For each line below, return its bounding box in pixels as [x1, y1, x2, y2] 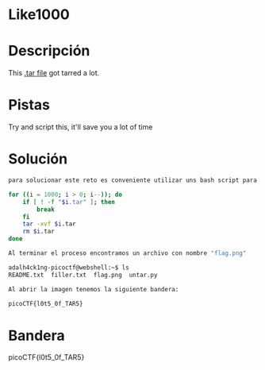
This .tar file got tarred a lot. [8, 68, 100, 78]
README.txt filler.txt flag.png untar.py [8, 271, 158, 279]
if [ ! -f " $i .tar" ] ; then [22, 198, 115, 206]
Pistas [8, 96, 50, 114]
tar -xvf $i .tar [22, 220, 77, 228]
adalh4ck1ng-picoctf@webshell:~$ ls [8, 264, 129, 272]
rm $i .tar [22, 228, 56, 236]
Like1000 [8, 6, 70, 24]
